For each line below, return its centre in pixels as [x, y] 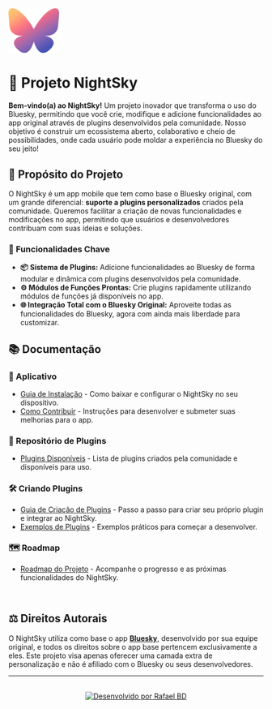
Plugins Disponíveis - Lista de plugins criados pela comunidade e [129, 458]
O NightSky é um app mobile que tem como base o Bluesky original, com [130, 193]
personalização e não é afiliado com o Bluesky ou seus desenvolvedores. [131, 664]
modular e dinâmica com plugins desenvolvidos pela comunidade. [130, 279]
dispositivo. [39, 402]
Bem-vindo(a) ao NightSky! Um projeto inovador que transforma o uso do [132, 105]
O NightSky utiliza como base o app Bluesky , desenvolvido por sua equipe [133, 638]
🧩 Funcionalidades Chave [59, 249]
